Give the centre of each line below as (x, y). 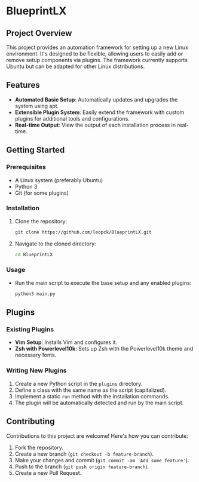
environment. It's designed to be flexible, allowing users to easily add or (95, 54)
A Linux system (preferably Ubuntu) (59, 180)
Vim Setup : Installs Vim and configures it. (66, 342)
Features (23, 85)
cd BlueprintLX (34, 254)
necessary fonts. (36, 355)
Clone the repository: (41, 221)
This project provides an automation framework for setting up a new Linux (97, 47)
